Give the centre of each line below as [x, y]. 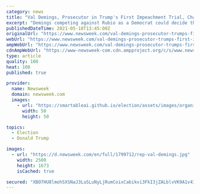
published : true [26, 73]
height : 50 [35, 117]
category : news [25, 12]
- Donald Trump [30, 138]
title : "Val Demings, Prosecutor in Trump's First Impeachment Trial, [96, 17]
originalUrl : [22, 34]
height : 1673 [33, 165]
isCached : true [36, 171]
